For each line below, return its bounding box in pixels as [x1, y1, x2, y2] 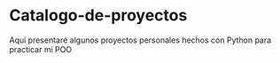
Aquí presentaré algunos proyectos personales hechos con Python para [9, 35, 272, 45]
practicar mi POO [9, 43, 73, 54]
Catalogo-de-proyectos [9, 5, 188, 26]
